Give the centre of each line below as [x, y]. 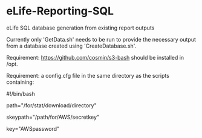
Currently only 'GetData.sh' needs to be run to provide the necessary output [101, 39]
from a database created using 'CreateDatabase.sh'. [71, 46]
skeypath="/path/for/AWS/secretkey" [53, 117]
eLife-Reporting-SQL [60, 11]
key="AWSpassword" [33, 128]
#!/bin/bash [21, 93]
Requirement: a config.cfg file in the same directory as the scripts [88, 75]
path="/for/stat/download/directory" [51, 105]
